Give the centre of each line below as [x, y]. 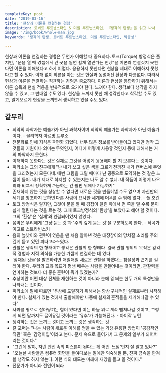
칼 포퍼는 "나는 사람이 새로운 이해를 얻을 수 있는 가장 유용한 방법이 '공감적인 [85, 328]
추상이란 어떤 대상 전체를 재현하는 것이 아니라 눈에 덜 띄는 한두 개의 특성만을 [86, 278]
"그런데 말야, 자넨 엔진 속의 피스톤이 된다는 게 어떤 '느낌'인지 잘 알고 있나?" [85, 346]
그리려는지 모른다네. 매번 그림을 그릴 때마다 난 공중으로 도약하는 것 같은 [86, 173]
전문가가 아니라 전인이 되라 [38, 365]
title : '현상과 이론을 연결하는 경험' [39, 23]
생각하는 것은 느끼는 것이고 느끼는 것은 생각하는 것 [60, 322]
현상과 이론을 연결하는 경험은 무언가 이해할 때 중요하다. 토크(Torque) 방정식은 [80, 56]
